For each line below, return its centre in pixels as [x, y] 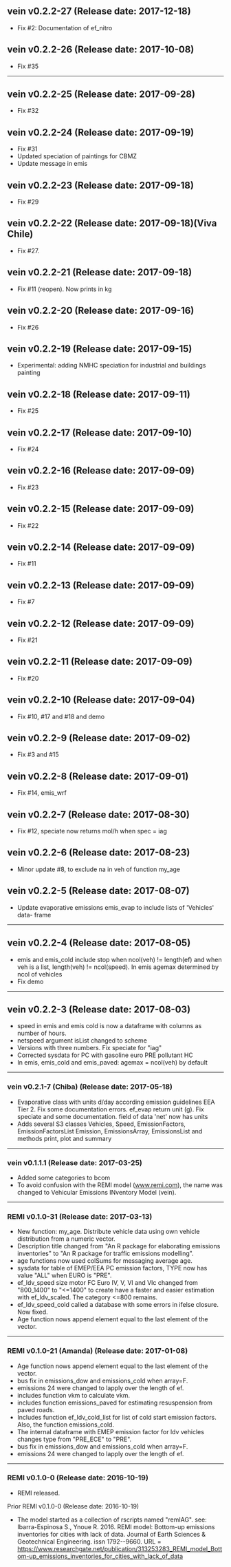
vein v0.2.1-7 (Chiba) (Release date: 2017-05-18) [90, 1087]
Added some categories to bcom [64, 1177]
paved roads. [36, 1409]
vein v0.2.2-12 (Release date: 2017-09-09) [101, 623]
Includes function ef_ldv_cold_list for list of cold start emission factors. [117, 1417]
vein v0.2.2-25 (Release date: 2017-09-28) [101, 95]
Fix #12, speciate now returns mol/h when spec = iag [92, 831]
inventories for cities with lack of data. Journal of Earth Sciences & [111, 1534]
